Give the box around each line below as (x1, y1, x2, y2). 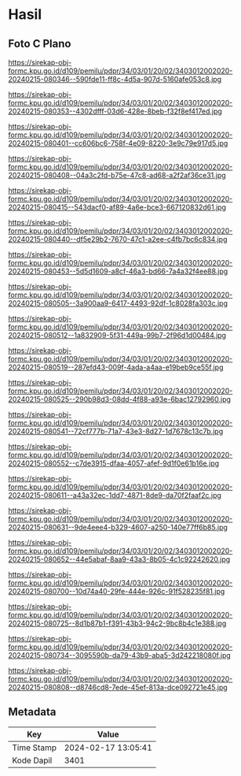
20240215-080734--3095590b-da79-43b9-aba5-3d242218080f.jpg (8, 651, 232, 659)
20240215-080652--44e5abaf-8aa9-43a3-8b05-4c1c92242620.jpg (8, 555, 231, 564)
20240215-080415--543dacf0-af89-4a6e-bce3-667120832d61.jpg (8, 202, 226, 212)
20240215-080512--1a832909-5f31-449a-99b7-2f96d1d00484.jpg (8, 331, 226, 340)
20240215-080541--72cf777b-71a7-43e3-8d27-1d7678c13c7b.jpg (8, 427, 224, 436)
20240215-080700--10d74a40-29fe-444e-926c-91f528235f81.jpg (8, 587, 225, 596)
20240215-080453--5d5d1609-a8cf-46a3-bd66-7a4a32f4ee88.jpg (8, 266, 228, 276)
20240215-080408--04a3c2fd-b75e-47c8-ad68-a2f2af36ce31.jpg (8, 171, 226, 180)
